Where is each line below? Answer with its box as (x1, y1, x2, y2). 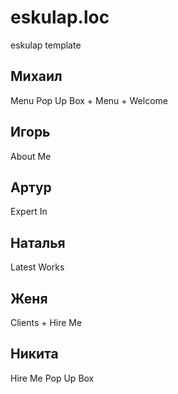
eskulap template (10, 39, 82, 51)
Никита (10, 346, 59, 363)
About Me (10, 150, 52, 162)
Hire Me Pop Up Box (10, 372, 95, 384)
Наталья (10, 234, 66, 251)
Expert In (10, 206, 48, 218)
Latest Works (10, 261, 65, 273)
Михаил (10, 68, 63, 85)
